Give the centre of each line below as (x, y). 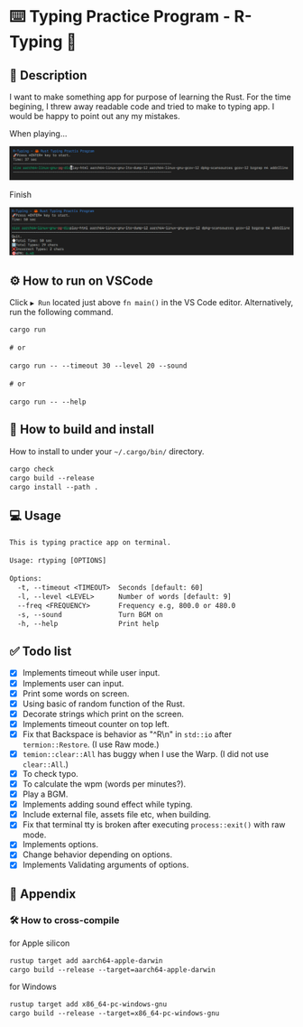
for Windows (33, 987)
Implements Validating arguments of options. (106, 865)
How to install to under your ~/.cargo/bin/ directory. (107, 451)
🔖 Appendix (43, 894)
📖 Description (48, 75)
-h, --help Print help (88, 623)
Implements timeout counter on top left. (96, 724)
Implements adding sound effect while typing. (107, 805)
